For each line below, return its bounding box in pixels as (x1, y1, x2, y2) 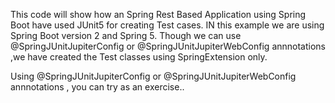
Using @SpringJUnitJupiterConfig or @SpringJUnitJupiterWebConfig (10, 70, 297, 82)
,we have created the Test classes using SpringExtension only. (10, 51, 268, 63)
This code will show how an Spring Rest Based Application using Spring (10, 9, 307, 20)
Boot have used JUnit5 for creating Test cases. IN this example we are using (10, 19, 325, 31)
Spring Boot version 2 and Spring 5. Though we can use (10, 30, 242, 41)
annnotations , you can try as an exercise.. (10, 81, 185, 93)
